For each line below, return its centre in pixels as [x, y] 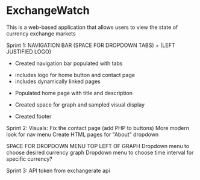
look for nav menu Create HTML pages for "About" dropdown [83, 134]
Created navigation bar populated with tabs [69, 63]
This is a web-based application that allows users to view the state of [92, 27]
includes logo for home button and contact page [75, 75]
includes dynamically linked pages [58, 81]
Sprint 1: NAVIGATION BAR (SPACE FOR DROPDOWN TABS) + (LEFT [91, 45]
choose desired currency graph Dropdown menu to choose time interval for [100, 152]
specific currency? [30, 159]
